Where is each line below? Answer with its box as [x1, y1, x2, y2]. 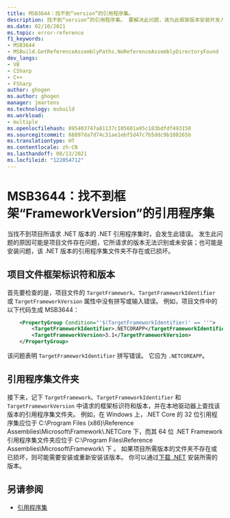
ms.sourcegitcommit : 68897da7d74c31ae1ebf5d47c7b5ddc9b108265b [7, 131, 192, 138]
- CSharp [7, 67, 32, 74]
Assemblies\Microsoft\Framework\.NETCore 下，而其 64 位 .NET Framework [7, 427, 223, 436]
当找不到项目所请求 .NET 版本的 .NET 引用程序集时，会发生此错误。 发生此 [7, 229, 217, 237]
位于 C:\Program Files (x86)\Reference [25, 419, 134, 427]
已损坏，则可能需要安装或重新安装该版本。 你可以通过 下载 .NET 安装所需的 [7, 453, 218, 461]
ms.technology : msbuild [7, 106, 75, 113]
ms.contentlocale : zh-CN [7, 144, 78, 151]
